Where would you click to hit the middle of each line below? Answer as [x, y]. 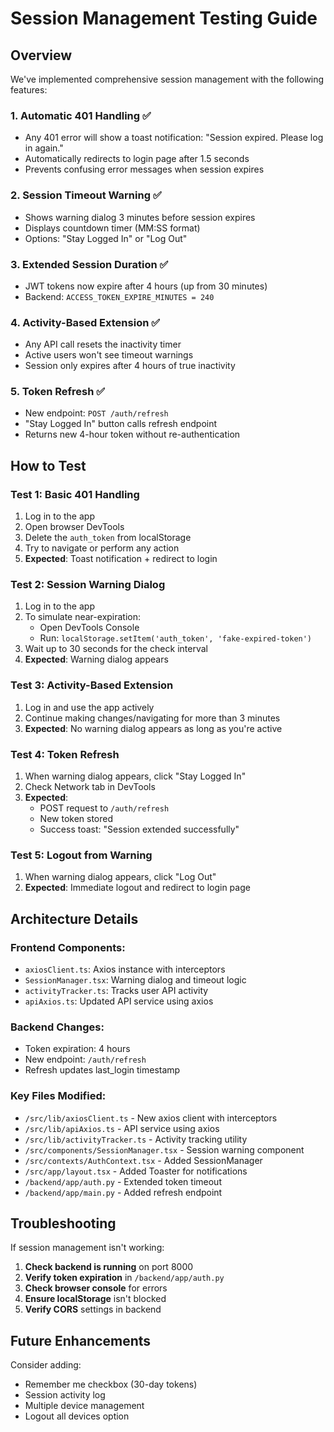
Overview [41, 55]
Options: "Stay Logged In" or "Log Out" [106, 238]
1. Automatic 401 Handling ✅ [81, 115]
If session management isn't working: [87, 1248]
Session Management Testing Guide [164, 18]
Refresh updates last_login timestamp [102, 1070]
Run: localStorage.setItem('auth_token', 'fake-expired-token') [176, 638]
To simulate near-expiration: [83, 617]
